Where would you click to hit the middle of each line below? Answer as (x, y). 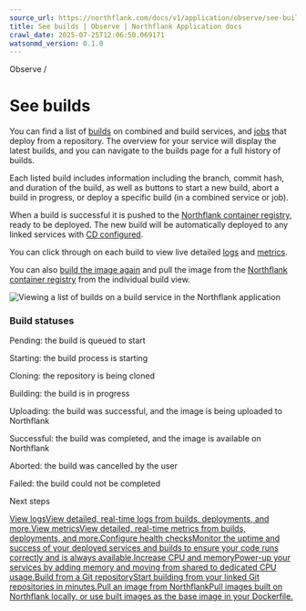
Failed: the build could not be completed (85, 483)
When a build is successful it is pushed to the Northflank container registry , (151, 215)
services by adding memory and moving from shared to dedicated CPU (143, 567)
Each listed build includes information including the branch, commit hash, (147, 178)
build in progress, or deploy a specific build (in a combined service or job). (149, 198)
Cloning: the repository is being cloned (82, 376)
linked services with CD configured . (76, 234)
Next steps (30, 502)
